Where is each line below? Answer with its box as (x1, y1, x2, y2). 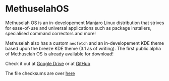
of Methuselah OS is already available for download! (5, 51, 114, 57)
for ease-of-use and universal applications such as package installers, (5, 25, 151, 31)
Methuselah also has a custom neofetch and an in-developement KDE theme (5, 40, 164, 46)
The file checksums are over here (5, 70, 75, 76)
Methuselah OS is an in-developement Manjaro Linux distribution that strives (5, 20, 164, 26)
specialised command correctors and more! (5, 30, 96, 36)
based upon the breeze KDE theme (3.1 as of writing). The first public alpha (5, 45, 161, 51)
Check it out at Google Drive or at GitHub (5, 60, 91, 66)
